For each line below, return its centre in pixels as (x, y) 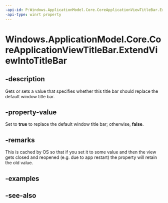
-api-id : (14, 10)
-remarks (20, 140)
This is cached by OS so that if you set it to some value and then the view (81, 152)
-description (25, 79)
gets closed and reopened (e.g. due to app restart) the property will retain (81, 157)
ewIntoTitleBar (36, 60)
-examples (22, 178)
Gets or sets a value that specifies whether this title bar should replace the (82, 91)
